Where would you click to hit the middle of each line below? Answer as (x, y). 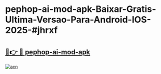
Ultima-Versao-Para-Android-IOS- (78, 20)
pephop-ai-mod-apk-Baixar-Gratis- (81, 9)
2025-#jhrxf (31, 30)
